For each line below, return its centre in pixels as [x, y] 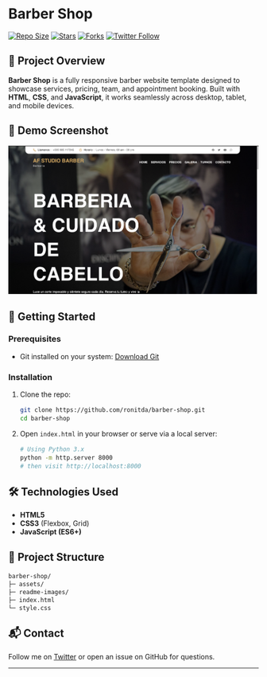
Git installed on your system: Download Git [89, 356]
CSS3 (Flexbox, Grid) [54, 523]
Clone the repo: [45, 394]
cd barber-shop [45, 418]
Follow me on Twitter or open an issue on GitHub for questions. [112, 656]
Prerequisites [35, 339]
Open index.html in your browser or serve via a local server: [118, 433]
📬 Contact [36, 634]
